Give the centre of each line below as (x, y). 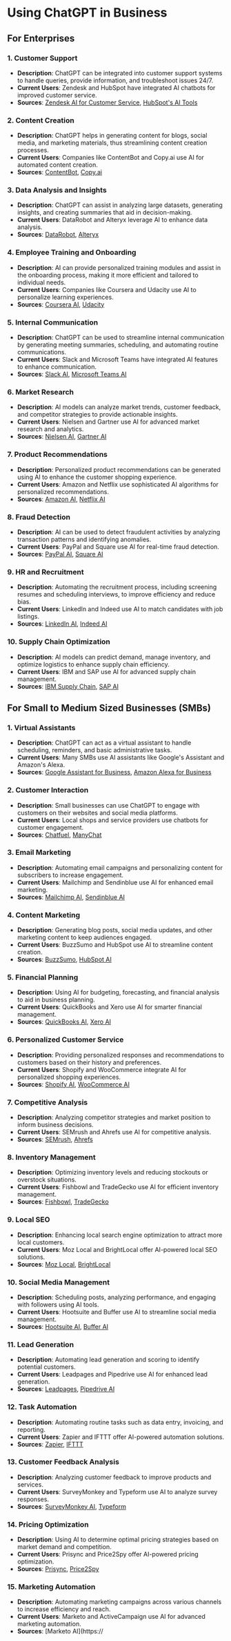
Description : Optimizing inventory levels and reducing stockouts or (112, 1172)
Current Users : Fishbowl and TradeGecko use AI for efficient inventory (118, 1187)
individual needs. (41, 282)
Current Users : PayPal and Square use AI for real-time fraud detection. (118, 546)
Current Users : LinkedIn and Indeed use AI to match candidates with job (120, 609)
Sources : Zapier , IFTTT (50, 1444)
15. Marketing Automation (51, 1587)
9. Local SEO (29, 1220)
